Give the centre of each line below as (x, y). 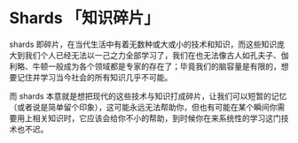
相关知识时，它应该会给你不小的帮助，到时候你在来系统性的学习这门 (157, 118)
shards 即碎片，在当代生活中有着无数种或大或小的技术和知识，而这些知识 (143, 44)
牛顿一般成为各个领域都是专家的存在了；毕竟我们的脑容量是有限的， (157, 66)
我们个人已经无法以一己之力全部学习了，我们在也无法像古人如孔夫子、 (153, 55)
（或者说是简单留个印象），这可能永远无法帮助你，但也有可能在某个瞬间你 (143, 107)
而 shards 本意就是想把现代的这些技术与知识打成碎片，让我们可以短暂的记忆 (148, 96)
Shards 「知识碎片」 (84, 18)
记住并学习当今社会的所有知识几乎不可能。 (94, 77)
